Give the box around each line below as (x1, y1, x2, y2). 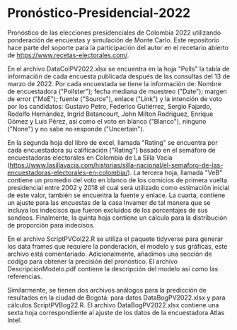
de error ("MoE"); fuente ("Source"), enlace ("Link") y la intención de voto (7, 94, 223, 103)
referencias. (7, 272, 42, 281)
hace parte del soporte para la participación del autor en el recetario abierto (7, 43, 229, 52)
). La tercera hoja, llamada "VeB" (127, 168, 223, 177)
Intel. (7, 316, 23, 324)
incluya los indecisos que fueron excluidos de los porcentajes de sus (7, 206, 209, 214)
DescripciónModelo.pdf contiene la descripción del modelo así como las (7, 264, 219, 273)
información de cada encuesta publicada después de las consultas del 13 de (7, 72, 231, 81)
